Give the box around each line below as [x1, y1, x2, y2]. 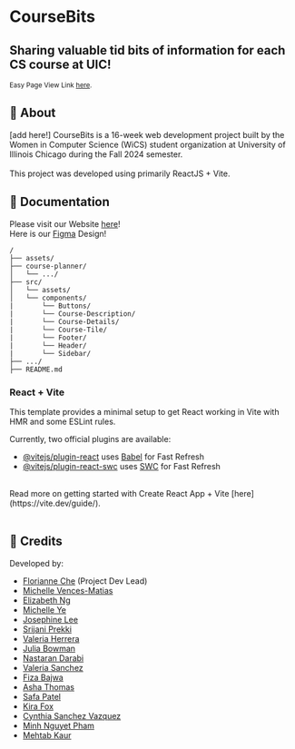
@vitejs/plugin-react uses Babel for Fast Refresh [22, 451, 205, 462]
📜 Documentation [9, 194, 111, 210]
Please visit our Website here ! [9, 218, 121, 229]
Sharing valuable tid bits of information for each [9, 43, 286, 58]
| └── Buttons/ [9, 301, 92, 310]
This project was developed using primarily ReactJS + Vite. [9, 168, 231, 179]
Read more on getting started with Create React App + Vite [9, 488, 230, 498]
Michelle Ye [22, 604, 66, 615]
